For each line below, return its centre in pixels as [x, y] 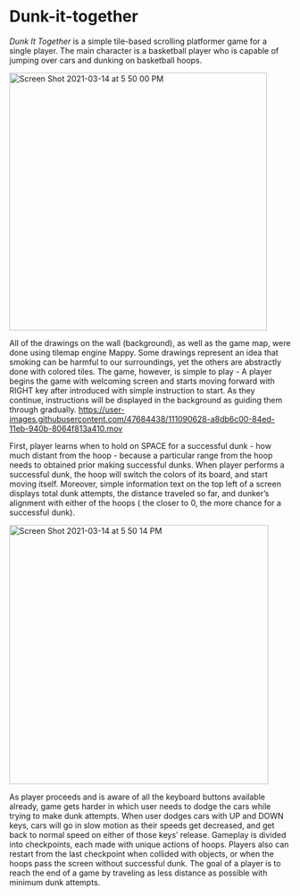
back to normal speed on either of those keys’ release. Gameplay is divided [148, 834]
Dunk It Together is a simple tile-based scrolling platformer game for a [138, 41]
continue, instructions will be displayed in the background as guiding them [146, 400]
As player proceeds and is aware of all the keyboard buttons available [137, 797]
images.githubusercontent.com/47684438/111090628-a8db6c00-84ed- [142, 418]
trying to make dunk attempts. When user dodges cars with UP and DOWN [146, 816]
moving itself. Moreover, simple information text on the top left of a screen [145, 484]
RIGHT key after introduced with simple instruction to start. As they [133, 390]
